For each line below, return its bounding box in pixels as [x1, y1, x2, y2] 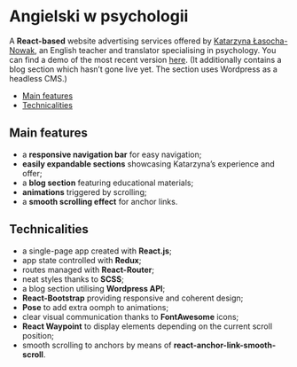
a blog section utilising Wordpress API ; [21, 283, 166, 293]
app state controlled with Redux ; [21, 254, 142, 265]
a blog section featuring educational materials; [21, 177, 194, 188]
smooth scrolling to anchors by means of [21, 340, 172, 350]
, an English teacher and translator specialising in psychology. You [34, 44, 277, 55]
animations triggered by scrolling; [21, 186, 147, 197]
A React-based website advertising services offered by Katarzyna [9, 35, 251, 46]
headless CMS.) [9, 73, 68, 83]
